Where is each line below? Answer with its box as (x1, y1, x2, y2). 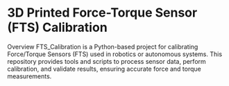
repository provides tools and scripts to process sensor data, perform (7, 57, 206, 65)
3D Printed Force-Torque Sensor (7, 5, 198, 21)
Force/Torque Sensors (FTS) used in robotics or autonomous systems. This (7, 50, 223, 58)
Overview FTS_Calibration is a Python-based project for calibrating (7, 42, 198, 51)
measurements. (7, 71, 52, 80)
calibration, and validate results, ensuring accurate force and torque (7, 64, 201, 73)
